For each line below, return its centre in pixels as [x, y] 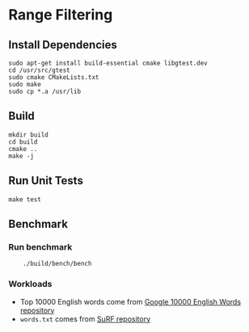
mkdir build [28, 135]
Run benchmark [40, 246]
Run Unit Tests [46, 181]
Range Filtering [61, 15]
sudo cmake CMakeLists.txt [54, 78]
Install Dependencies [63, 45]
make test [25, 200]
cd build [23, 142]
